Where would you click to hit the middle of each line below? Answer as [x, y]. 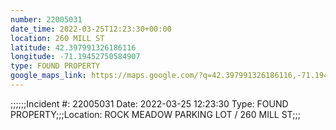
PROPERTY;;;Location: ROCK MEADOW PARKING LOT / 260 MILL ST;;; [155, 114]
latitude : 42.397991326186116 [73, 47]
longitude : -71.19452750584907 [75, 57]
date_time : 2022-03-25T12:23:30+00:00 [91, 29]
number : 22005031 [46, 19]
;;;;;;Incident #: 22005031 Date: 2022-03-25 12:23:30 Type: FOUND [149, 103]
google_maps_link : [48, 76]
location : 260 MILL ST [57, 38]
